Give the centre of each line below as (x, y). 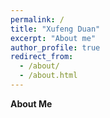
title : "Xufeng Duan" (55, 29)
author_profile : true (55, 47)
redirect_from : (42, 57)
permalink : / (37, 19)
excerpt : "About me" (53, 38)
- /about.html (48, 76)
